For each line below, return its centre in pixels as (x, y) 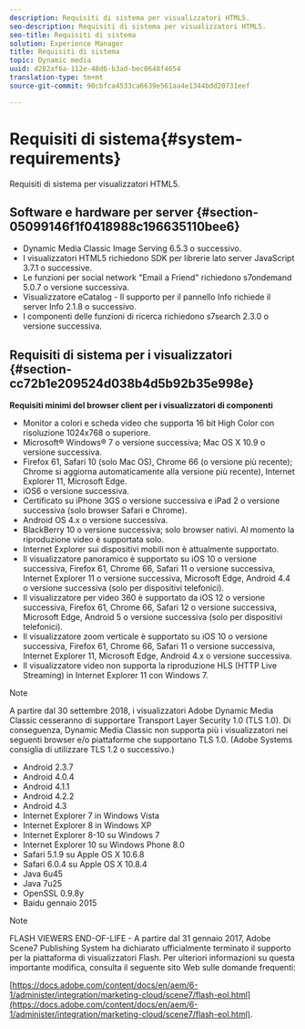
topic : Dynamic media (51, 60)
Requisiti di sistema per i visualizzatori (121, 355)
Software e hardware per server (102, 212)
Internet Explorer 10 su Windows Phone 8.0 (103, 845)
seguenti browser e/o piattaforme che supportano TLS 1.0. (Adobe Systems (151, 740)
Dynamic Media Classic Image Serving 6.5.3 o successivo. (132, 248)
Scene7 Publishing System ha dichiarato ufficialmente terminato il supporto (150, 948)
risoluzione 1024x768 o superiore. (86, 433)
